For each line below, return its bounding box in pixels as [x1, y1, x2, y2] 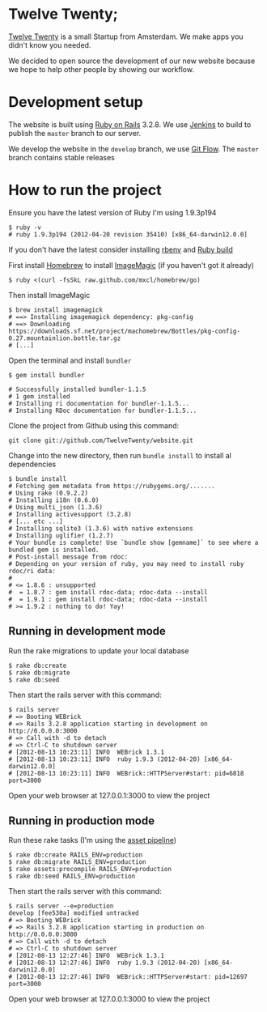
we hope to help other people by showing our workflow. [8, 64, 194, 74]
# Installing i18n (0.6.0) [8, 495, 100, 504]
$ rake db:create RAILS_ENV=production [8, 851, 143, 859]
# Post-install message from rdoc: [8, 552, 129, 561]
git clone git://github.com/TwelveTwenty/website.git [8, 436, 194, 444]
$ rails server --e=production [8, 902, 114, 911]
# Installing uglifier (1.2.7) [8, 531, 114, 539]
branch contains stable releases [8, 152, 116, 162]
